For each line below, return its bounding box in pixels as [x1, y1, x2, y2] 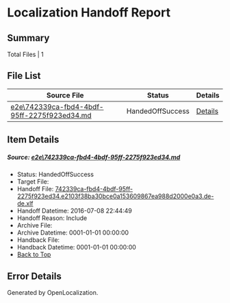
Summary [7, 32, 50, 44]
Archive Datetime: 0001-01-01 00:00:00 [16, 228, 129, 237]
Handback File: [16, 236, 60, 244]
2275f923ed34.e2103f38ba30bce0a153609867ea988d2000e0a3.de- [16, 192, 214, 200]
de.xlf [16, 199, 34, 208]
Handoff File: [16, 185, 54, 193]
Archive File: [16, 221, 53, 230]
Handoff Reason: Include [16, 214, 88, 222]
